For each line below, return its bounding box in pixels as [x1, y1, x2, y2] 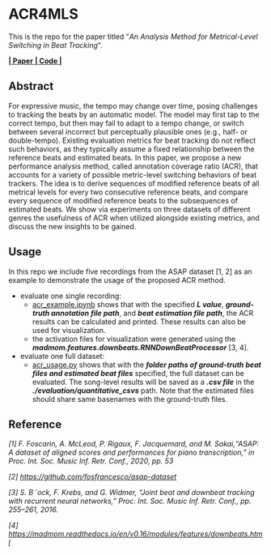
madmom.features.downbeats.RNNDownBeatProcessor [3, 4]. [32, 342, 249, 352]
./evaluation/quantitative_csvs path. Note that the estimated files [32, 386, 255, 395]
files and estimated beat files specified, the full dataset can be [32, 368, 244, 378]
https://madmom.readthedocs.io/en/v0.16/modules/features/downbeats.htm [8, 529, 263, 539]
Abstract [8, 79, 54, 93]
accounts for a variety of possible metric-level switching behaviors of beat [8, 169, 257, 179]
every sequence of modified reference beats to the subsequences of [8, 195, 239, 205]
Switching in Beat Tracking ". [8, 40, 103, 49]
